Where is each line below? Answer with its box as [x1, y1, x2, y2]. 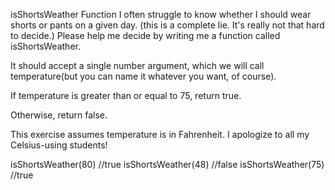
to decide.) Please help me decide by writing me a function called [10, 30, 281, 41]
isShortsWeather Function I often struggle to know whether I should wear [10, 9, 312, 20]
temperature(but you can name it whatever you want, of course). [10, 70, 277, 82]
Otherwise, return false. [10, 109, 108, 121]
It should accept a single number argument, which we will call [10, 60, 265, 71]
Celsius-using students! [10, 139, 108, 151]
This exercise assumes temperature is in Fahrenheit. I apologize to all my [10, 129, 310, 140]
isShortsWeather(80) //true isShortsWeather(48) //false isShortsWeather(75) [10, 159, 325, 170]
